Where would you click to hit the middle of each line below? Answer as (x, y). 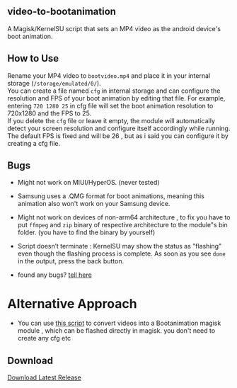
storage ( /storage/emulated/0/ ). (54, 83)
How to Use (33, 58)
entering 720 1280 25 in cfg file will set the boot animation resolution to (110, 105)
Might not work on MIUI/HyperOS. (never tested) (88, 183)
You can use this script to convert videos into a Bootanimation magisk (119, 323)
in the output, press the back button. (71, 261)
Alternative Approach (72, 303)
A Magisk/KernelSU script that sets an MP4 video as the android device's (114, 28)
